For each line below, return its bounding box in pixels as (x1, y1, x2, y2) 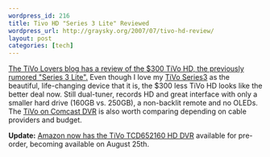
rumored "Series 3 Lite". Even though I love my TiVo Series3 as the (8, 72, 231, 82)
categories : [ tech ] (8, 42, 74, 50)
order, (8, 139, 28, 149)
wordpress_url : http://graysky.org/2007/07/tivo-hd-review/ (8, 27, 215, 35)
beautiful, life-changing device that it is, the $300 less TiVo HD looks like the (8, 81, 263, 91)
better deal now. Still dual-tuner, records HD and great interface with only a (8, 89, 258, 99)
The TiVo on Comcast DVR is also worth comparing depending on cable (8, 106, 247, 117)
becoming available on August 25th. (29, 139, 150, 149)
